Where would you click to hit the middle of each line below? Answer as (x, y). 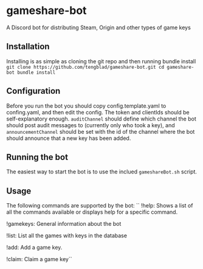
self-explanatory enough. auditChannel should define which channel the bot (101, 119)
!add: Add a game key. (34, 248)
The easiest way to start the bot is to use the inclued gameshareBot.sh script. (102, 172)
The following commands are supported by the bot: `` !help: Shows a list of (100, 206)
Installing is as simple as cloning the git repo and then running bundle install (101, 61)
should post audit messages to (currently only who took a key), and (91, 125)
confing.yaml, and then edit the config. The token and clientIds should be (98, 112)
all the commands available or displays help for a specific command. (92, 212)
